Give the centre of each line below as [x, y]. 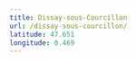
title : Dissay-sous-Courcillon [68, 17]
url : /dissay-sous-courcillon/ [68, 26]
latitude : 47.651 [42, 34]
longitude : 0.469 [42, 43]
